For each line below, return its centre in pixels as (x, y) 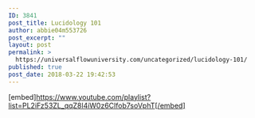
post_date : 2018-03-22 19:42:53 (62, 74)
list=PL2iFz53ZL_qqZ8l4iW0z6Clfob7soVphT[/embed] (97, 105)
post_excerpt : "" (37, 38)
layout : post (30, 45)
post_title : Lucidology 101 (55, 23)
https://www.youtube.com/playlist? (93, 97)
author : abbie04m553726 (48, 30)
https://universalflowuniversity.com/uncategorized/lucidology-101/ (131, 60)
